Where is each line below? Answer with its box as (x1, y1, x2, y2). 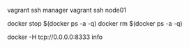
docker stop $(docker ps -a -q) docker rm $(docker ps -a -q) (7, 19, 183, 27)
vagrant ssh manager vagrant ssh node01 (7, 6, 127, 14)
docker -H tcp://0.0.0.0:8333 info (7, 33, 103, 41)
